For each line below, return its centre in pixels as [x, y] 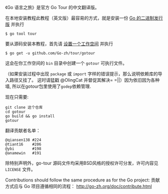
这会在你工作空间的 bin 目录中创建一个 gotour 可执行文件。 [66, 63]
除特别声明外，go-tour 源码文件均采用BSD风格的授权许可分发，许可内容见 [82, 163]
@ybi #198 [23, 149]
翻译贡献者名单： [23, 130]
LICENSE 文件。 [21, 169]
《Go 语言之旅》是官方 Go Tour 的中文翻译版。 [52, 7]
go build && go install [30, 116]
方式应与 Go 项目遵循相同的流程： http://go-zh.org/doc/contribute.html [78, 186]
